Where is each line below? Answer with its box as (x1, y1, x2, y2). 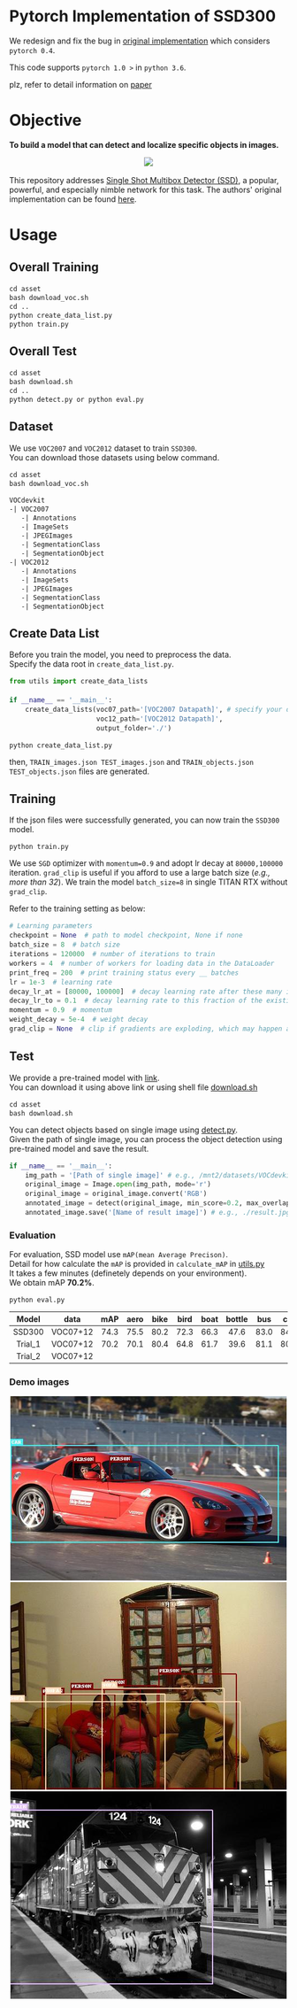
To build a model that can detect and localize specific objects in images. (9, 139, 279, 150)
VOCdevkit (9, 496, 46, 505)
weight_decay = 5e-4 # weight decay (9, 1016, 148, 1024)
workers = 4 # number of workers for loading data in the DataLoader (9, 959, 275, 968)
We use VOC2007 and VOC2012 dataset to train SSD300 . (9, 443, 197, 453)
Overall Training (9, 259, 99, 275)
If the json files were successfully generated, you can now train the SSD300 (9, 815, 280, 825)
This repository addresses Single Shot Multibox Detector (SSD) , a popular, (9, 174, 279, 185)
